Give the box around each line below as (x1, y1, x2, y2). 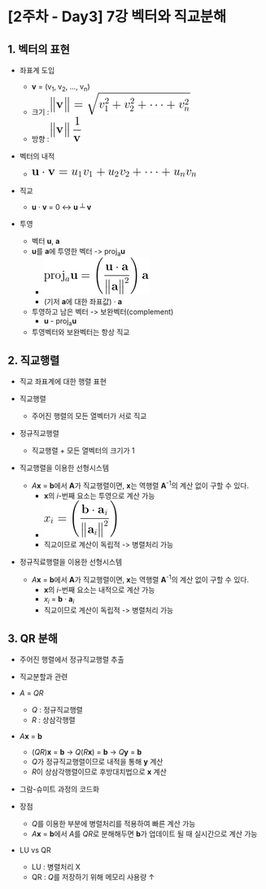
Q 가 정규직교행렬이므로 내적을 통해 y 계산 (31, 757, 164, 767)
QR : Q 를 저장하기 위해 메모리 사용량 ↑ (31, 872, 155, 882)
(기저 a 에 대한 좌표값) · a (43, 296, 123, 306)
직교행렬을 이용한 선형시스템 (19, 463, 110, 473)
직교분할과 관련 (19, 672, 68, 682)
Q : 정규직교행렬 (31, 705, 83, 715)
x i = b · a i (43, 594, 75, 606)
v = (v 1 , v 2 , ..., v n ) (31, 82, 90, 94)
